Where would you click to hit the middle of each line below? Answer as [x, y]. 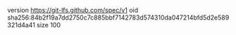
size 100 [49, 25]
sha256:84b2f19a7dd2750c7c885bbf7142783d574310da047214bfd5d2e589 [118, 17]
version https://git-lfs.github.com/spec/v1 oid [73, 10]
